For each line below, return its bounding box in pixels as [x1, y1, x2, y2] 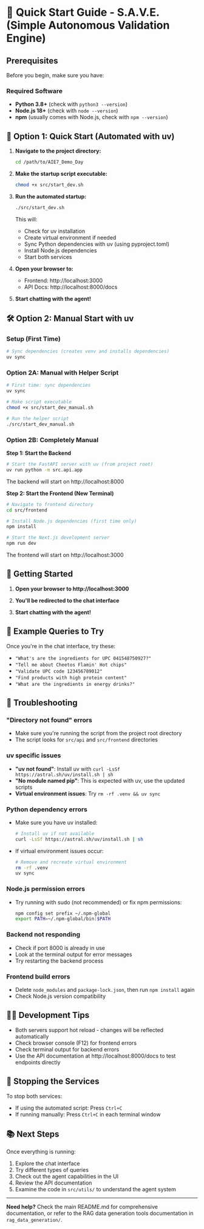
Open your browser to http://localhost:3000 [15, 585, 129, 592]
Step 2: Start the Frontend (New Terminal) [6, 490, 114, 497]
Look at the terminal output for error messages [15, 950, 132, 958]
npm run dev [6, 541, 36, 547]
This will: [15, 215, 38, 223]
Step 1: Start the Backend [6, 449, 72, 457]
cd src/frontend [6, 507, 47, 513]
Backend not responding [6, 930, 81, 939]
